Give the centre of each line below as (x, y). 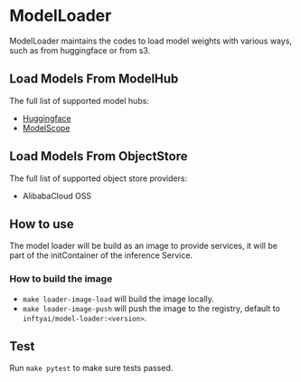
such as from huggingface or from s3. (80, 50)
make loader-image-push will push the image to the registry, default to (151, 308)
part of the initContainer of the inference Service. (101, 255)
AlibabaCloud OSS (57, 196)
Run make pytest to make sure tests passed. (91, 368)
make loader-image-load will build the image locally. (118, 299)
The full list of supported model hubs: (79, 100)
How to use (42, 224)
